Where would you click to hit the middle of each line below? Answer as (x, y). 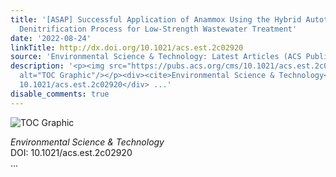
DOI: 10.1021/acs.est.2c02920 (71, 152)
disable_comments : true (60, 94)
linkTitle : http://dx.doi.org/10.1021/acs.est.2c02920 (127, 47)
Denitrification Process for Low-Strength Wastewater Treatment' (158, 29)
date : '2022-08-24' (51, 38)
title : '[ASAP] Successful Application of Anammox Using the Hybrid (156, 19)
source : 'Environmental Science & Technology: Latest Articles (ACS (156, 57)
